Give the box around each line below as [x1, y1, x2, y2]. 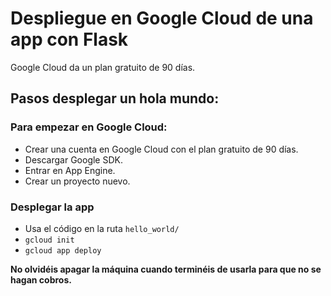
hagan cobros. [10, 273, 72, 286]
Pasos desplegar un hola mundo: [10, 90, 220, 107]
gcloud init [24, 235, 75, 245]
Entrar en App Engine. [24, 164, 116, 176]
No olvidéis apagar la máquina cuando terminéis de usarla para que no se [10, 263, 322, 275]
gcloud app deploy [24, 245, 102, 256]
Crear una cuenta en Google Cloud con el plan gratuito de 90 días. [24, 143, 299, 155]
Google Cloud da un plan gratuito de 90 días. [10, 61, 196, 73]
